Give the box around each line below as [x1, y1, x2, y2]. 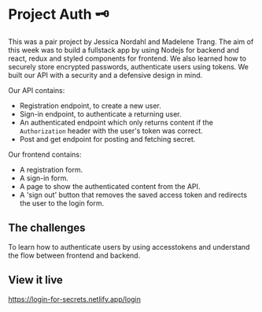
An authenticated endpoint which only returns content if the [19, 117, 214, 127]
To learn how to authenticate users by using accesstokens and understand [8, 242, 250, 251]
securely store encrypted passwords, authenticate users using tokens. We [8, 61, 249, 71]
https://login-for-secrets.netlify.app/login [8, 294, 142, 303]
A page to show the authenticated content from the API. [19, 181, 201, 191]
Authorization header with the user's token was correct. [19, 126, 203, 136]
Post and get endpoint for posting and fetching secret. [19, 134, 196, 143]
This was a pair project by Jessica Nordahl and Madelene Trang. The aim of [8, 36, 254, 46]
